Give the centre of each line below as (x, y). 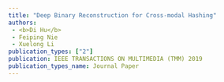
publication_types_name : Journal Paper (74, 66)
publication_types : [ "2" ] (50, 52)
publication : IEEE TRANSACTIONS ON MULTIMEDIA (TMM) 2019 (105, 59)
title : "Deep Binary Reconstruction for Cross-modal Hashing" (112, 15)
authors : (22, 23)
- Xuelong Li (33, 45)
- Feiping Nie (35, 37)
